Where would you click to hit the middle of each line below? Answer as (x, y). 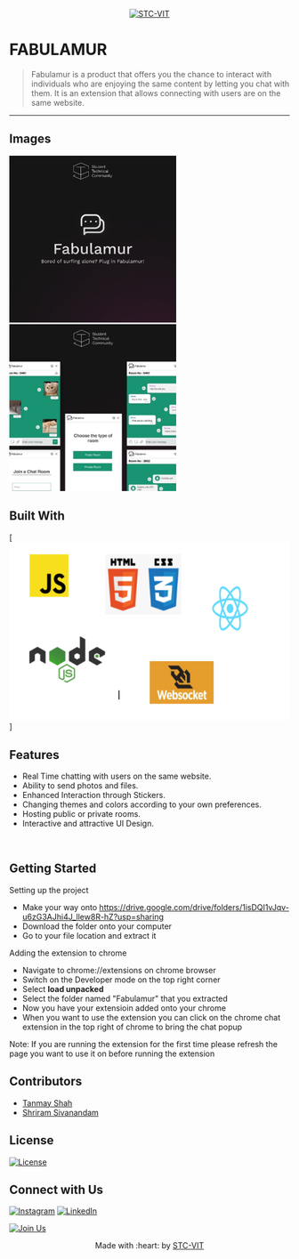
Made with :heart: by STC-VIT (149, 1246)
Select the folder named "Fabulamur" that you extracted (125, 998)
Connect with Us (57, 1189)
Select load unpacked (63, 989)
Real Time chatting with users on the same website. (117, 776)
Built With (37, 516)
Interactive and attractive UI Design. (88, 824)
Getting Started (53, 869)
